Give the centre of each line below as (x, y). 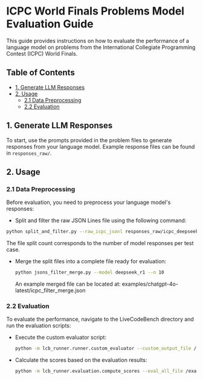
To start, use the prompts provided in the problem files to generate (89, 140)
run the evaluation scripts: (39, 326)
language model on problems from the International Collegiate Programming (101, 47)
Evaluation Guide (50, 24)
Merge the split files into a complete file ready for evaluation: (91, 261)
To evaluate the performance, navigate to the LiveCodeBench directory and (100, 319)
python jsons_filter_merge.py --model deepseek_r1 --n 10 (89, 273)
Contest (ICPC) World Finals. (42, 53)
